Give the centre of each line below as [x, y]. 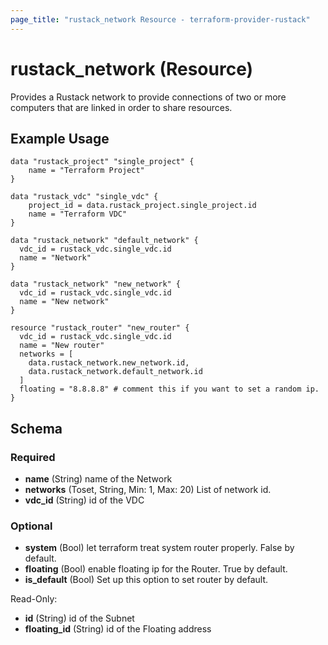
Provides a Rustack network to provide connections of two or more [148, 97]
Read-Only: [34, 599]
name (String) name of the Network [98, 479]
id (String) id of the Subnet [79, 618]
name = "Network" [55, 258]
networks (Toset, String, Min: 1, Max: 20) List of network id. [148, 490]
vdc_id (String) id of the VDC [84, 500]
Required [33, 457]
